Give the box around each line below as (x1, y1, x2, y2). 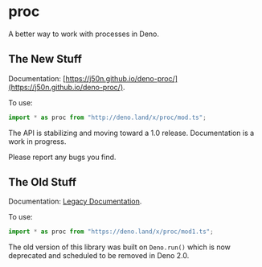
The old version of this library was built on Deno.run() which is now (8, 242, 231, 252)
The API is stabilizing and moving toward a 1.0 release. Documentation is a (8, 128, 255, 138)
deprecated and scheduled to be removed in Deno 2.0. (8, 251, 190, 261)
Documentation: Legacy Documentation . (8, 196, 142, 207)
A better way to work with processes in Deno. (8, 29, 159, 39)
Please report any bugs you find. (8, 152, 117, 162)
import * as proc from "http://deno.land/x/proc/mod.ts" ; (8, 113, 207, 121)
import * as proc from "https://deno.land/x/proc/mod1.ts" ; (8, 228, 215, 236)
